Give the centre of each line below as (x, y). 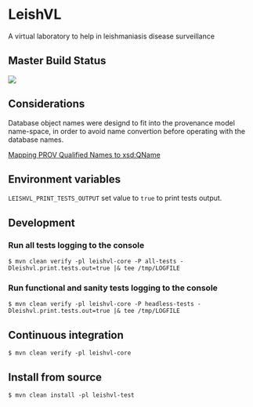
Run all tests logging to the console (76, 245)
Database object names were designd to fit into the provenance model (121, 122)
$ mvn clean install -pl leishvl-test (71, 395)
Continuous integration (66, 335)
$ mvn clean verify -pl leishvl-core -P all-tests (92, 262)
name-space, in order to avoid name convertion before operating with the (127, 131)
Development (42, 222)
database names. (36, 140)
